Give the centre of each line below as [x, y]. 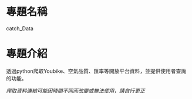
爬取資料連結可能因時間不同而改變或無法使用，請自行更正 [75, 90]
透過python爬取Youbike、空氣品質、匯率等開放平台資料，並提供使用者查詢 [96, 71]
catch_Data [20, 28]
